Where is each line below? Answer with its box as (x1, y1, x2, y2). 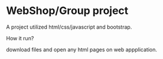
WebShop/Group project (6, 4, 129, 18)
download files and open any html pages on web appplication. (6, 46, 158, 53)
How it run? (6, 34, 34, 41)
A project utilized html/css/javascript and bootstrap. (6, 23, 132, 30)
